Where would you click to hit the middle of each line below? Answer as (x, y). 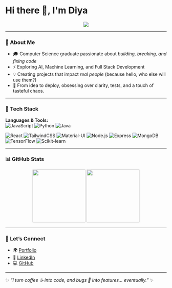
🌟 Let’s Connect (25, 238)
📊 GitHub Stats (25, 159)
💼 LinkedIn (24, 257)
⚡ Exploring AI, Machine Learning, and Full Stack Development (79, 67)
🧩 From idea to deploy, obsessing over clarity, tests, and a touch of (83, 85)
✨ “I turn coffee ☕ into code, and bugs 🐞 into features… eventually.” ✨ (80, 280)
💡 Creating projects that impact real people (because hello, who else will (89, 74)
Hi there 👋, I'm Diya (47, 10)
